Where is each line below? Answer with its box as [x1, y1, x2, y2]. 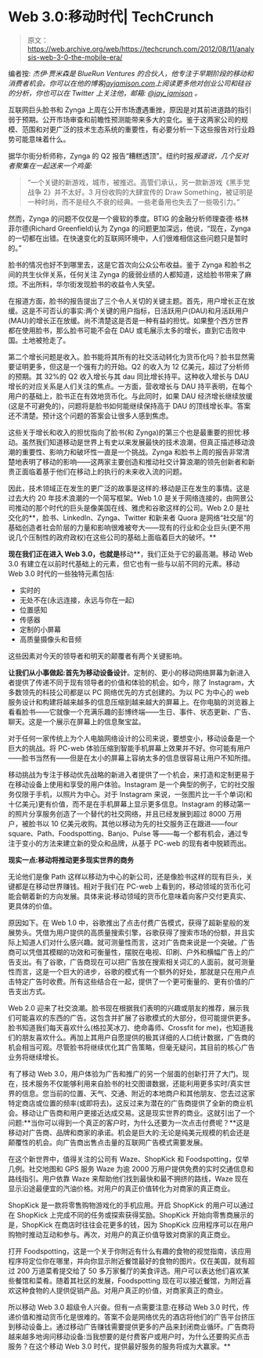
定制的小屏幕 [19, 624, 61, 634]
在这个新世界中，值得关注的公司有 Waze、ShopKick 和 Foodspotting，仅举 [8, 1154, 250, 1163]
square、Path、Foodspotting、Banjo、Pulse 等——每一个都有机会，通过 [8, 828, 242, 838]
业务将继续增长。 [8, 1052, 63, 1061]
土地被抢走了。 [21, 335, 70, 344]
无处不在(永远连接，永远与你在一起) [19, 595, 135, 605]
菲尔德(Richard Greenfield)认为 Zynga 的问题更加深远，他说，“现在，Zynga [8, 224, 251, 233]
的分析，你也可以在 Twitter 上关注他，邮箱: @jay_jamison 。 [8, 88, 202, 97]
